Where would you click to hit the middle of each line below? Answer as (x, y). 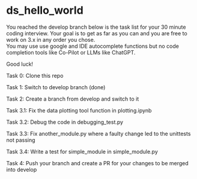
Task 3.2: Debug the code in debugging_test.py (65, 122)
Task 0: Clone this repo (35, 75)
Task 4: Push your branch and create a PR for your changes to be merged (98, 163)
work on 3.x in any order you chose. (51, 40)
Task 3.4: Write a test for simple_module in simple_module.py (82, 151)
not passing (21, 140)
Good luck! (20, 64)
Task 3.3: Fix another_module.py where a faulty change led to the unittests (98, 134)
